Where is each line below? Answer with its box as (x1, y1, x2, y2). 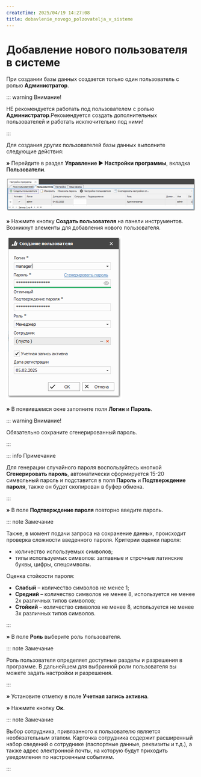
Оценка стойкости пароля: (6, 572, 75, 579)
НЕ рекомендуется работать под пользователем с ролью (6, 106, 155, 113)
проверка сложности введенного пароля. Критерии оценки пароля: (6, 536, 182, 543)
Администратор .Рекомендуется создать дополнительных (6, 112, 158, 119)
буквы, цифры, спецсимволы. (14, 560, 91, 568)
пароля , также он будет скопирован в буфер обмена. (6, 483, 144, 490)
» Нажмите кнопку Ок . (6, 704, 65, 711)
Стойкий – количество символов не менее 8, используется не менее (14, 603, 194, 610)
